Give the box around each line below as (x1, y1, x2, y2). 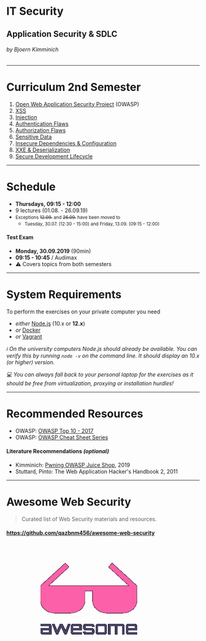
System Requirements (6, 288, 121, 302)
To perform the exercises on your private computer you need (6, 308, 161, 315)
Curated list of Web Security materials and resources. (21, 515, 158, 523)
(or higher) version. (6, 358, 55, 366)
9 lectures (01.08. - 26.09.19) (15, 207, 88, 214)
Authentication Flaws (15, 120, 69, 127)
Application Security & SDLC (6, 29, 118, 39)
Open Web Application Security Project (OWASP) (15, 100, 140, 108)
